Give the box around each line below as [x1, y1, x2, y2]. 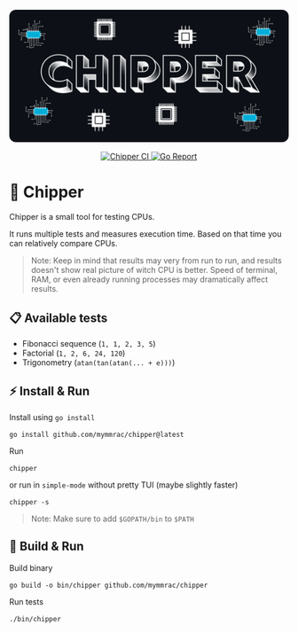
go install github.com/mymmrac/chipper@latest [9, 430, 184, 439]
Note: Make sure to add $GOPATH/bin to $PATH [30, 513, 195, 524]
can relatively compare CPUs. [9, 238, 118, 249]
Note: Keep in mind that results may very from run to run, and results [30, 255, 282, 266]
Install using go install [9, 411, 96, 422]
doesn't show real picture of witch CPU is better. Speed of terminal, [30, 265, 278, 276]
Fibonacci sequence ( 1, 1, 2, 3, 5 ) [21, 338, 157, 348]
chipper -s [9, 497, 50, 506]
